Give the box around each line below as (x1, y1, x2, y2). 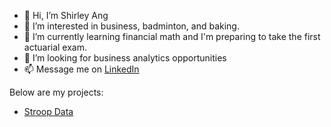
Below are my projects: (9, 86, 104, 98)
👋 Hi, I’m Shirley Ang (23, 10, 109, 21)
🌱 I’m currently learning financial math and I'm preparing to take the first (23, 31, 321, 42)
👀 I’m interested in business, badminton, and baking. (23, 20, 240, 32)
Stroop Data (23, 106, 74, 117)
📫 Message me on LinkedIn (23, 63, 140, 75)
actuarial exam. (23, 41, 88, 53)
